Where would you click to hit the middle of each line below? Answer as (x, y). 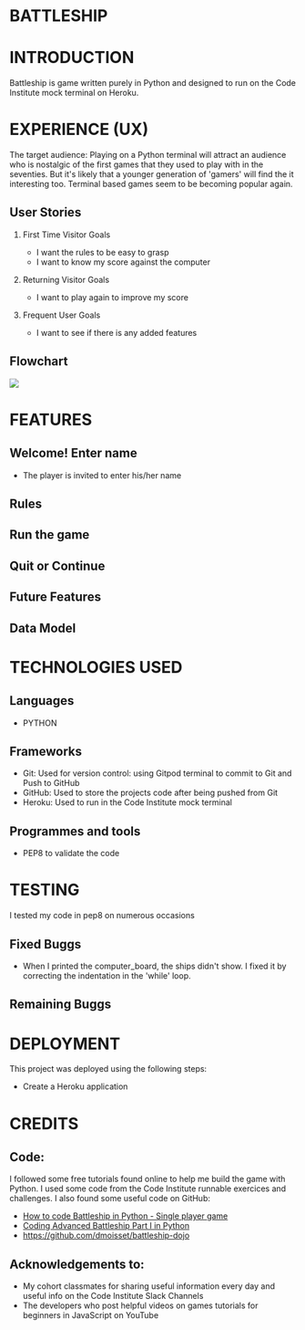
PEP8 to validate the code (71, 854)
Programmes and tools (75, 831)
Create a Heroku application (75, 1086)
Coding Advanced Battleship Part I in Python (106, 1226)
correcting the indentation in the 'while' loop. (107, 976)
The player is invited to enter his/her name (102, 475)
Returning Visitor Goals (66, 279)
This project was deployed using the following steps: (108, 1069)
